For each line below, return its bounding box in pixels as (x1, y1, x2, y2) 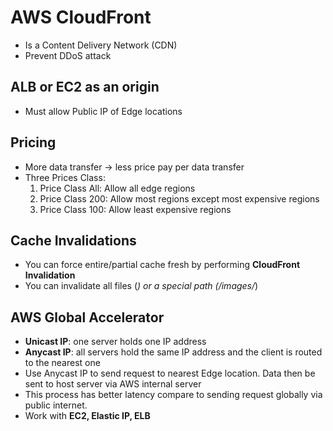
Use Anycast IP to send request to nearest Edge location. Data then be (24, 367, 316, 380)
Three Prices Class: (24, 171, 106, 183)
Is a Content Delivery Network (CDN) (24, 39, 178, 51)
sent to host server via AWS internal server (24, 378, 202, 390)
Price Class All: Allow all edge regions (39, 182, 196, 194)
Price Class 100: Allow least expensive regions (39, 203, 232, 215)
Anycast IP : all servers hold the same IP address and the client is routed (24, 346, 323, 358)
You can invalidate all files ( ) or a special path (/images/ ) (24, 280, 259, 292)
